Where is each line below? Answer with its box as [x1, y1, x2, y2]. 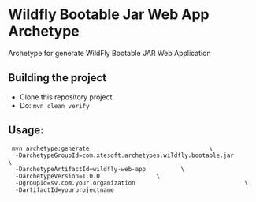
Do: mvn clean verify [19, 100, 90, 110]
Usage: [8, 124, 45, 137]
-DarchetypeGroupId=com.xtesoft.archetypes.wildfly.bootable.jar [15, 151, 235, 159]
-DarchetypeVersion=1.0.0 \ [15, 172, 160, 180]
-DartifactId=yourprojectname [15, 185, 114, 194]
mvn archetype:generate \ [11, 144, 213, 152]
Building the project [8, 71, 107, 84]
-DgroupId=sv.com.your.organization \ [15, 179, 248, 187]
